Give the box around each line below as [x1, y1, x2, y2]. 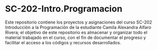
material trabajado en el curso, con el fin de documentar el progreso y [5, 35, 146, 40]
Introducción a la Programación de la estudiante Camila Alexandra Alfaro [5, 24, 152, 30]
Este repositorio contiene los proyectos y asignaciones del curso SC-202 [5, 19, 153, 25]
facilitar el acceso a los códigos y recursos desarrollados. [5, 39, 121, 45]
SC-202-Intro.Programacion [5, 3, 123, 14]
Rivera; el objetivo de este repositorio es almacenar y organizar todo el [5, 29, 148, 35]
